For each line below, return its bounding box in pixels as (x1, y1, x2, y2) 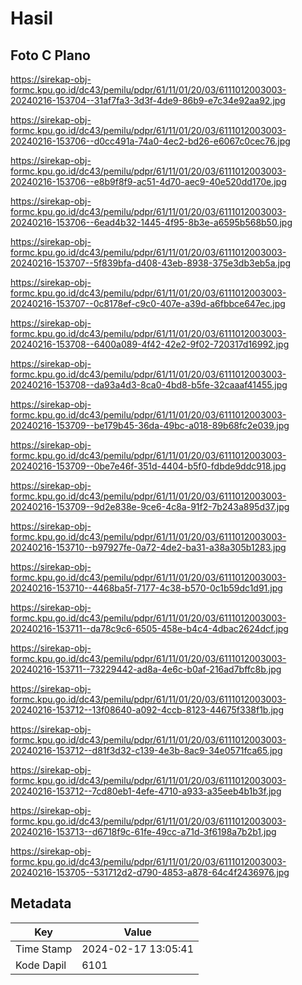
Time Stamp (15, 942, 73, 956)
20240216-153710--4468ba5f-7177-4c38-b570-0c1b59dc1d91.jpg (10, 582, 283, 594)
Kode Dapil (15, 958, 67, 972)
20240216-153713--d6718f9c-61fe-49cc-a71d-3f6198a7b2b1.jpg (10, 826, 277, 837)
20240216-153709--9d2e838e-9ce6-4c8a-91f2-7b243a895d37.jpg (10, 501, 290, 512)
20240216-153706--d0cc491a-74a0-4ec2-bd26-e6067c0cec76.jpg (10, 135, 291, 147)
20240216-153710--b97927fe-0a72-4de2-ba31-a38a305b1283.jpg (10, 542, 287, 553)
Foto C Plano (10, 47, 91, 64)
